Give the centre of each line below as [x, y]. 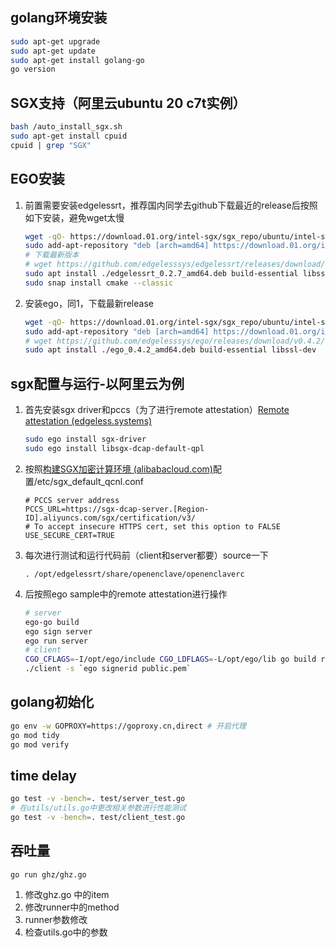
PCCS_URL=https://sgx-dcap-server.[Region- [117, 509]
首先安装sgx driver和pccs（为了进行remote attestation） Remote [157, 410]
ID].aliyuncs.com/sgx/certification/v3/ [110, 518]
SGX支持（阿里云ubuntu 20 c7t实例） [128, 103]
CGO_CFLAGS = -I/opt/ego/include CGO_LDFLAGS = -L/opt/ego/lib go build [170, 659]
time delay [43, 775]
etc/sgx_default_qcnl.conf [90, 481]
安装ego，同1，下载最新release [89, 303]
